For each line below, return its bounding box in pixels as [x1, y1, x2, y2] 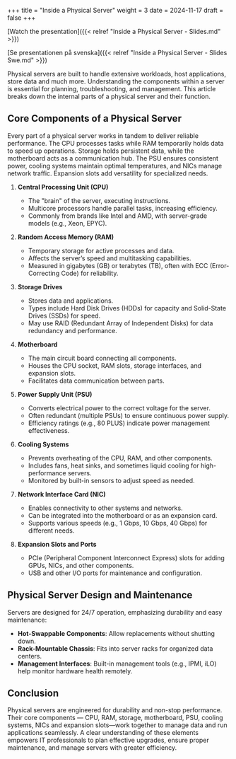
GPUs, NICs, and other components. [28, 561, 134, 569]
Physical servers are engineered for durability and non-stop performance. [7, 706, 223, 714]
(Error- [209, 261, 230, 270]
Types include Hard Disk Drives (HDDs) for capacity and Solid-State [28, 303, 227, 312]
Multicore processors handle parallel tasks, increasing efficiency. [28, 204, 218, 212]
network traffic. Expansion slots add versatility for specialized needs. [7, 169, 208, 178]
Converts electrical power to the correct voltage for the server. [28, 403, 211, 412]
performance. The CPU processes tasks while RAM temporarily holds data [7, 139, 224, 147]
